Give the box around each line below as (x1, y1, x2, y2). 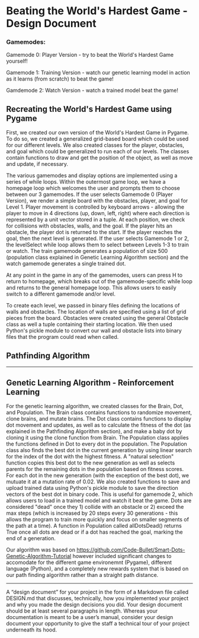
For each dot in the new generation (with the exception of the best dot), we (6, 472, 190, 479)
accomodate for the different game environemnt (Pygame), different (6, 559, 172, 566)
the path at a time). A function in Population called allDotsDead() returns (6, 522, 182, 529)
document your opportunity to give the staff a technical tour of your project (6, 620, 190, 627)
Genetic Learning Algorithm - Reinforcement (6, 377, 174, 387)
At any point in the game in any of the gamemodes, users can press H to (6, 271, 182, 279)
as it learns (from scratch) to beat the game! (6, 75, 114, 82)
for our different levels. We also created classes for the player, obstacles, (6, 142, 185, 149)
